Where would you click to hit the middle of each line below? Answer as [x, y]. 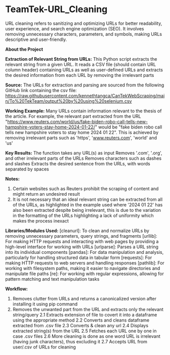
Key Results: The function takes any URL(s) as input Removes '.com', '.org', [84, 153]
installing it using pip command [45, 304]
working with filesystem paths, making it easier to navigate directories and [83, 268]
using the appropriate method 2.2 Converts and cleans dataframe [81, 320]
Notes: [13, 179]
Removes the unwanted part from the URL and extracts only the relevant [88, 309]
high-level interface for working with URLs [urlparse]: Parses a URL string [82, 247]
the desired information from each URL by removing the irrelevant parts [80, 75]
